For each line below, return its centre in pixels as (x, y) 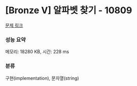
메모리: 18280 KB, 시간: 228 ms (37, 52)
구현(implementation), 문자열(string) (42, 78)
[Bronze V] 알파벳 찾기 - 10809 (69, 10)
